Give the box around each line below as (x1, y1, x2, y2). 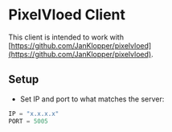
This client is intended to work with (8, 32, 125, 42)
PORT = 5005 (8, 117, 48, 126)
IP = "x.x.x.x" (8, 109, 59, 118)
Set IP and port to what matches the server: (19, 94, 165, 104)
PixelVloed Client (8, 6, 126, 24)
